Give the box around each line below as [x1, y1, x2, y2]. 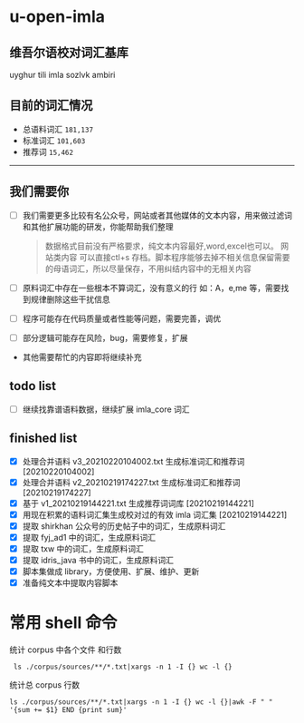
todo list [9, 378, 57, 394]
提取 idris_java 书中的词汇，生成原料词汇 [22, 555, 175, 565]
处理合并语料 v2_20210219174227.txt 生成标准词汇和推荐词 [22, 476, 242, 487]
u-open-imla [9, 6, 106, 27]
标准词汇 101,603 [22, 134, 86, 146]
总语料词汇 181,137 [22, 123, 93, 134]
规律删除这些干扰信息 [30, 293, 110, 305]
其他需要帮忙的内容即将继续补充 [22, 351, 142, 362]
